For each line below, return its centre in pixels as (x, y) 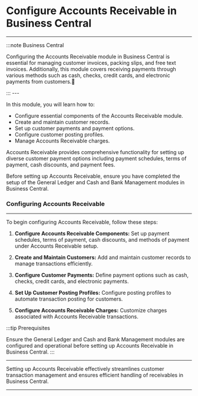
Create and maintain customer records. (62, 122)
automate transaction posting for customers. (69, 299)
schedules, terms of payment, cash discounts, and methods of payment (102, 240)
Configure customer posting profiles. (60, 134)
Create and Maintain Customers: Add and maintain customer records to (103, 258)
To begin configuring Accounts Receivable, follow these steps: (82, 222)
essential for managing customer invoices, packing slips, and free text (91, 62)
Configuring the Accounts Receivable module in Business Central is (88, 56)
